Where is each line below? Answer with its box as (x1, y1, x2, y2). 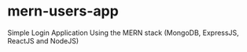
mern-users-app (7, 2, 119, 20)
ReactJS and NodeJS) (7, 36, 79, 45)
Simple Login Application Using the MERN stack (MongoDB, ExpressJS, (7, 28, 239, 37)
